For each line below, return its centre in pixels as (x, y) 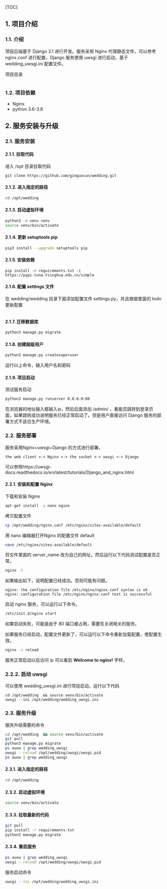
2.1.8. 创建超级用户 (24, 344)
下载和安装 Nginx (23, 496)
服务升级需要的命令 (25, 725)
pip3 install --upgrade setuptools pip (46, 248)
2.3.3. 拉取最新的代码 (27, 814)
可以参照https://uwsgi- (29, 466)
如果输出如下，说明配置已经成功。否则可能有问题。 (57, 581)
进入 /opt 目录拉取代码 (28, 166)
